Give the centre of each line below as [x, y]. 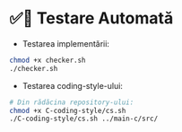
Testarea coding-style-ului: [73, 85]
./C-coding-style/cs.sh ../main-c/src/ [84, 119]
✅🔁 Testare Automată [91, 18]
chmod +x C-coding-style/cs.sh [68, 110]
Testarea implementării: [66, 43]
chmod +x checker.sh [48, 60]
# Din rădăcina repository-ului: [72, 102]
